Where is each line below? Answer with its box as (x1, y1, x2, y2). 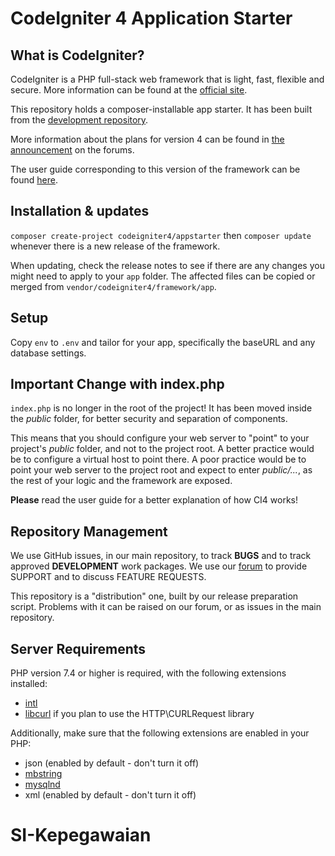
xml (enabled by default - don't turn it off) (24, 789, 197, 801)
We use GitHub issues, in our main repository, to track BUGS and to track (10, 550, 312, 562)
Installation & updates (10, 203, 150, 220)
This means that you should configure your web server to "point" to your (10, 432, 310, 444)
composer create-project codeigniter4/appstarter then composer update (10, 229, 312, 241)
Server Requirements (10, 640, 147, 657)
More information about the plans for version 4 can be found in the (10, 133, 285, 145)
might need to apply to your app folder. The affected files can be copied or (10, 270, 316, 282)
